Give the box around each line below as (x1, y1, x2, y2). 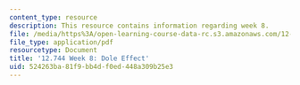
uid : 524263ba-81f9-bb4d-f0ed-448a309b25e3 (9, 63, 174, 72)
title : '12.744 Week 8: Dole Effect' (9, 54, 150, 63)
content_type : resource (9, 12, 98, 22)
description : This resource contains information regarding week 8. (9, 21, 270, 30)
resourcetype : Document (9, 46, 98, 55)
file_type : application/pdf (9, 37, 114, 47)
